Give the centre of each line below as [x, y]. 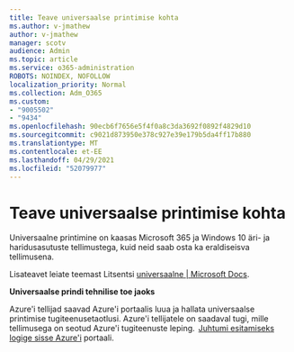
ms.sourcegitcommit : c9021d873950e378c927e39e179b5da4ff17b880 [130, 135]
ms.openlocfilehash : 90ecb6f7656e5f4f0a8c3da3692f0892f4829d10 [130, 127]
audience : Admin [40, 51]
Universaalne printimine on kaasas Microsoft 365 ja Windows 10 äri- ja [140, 238]
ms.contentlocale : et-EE [56, 151]
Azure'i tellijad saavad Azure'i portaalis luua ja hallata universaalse [132, 309]
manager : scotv [38, 43]
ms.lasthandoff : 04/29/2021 [62, 160]
